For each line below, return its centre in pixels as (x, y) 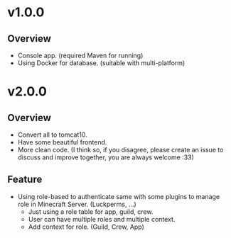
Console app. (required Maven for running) (80, 55)
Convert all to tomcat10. (52, 135)
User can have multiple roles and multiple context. (102, 219)
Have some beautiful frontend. (62, 142)
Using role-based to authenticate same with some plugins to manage (119, 196)
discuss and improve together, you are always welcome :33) (106, 157)
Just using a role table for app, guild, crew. (91, 211)
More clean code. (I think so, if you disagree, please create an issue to (120, 150)
